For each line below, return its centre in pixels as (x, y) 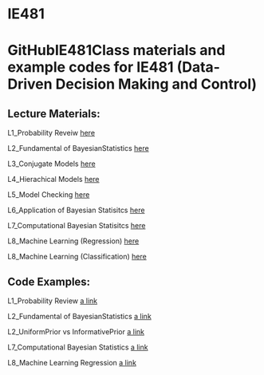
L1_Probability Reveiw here (51, 133)
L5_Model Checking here (49, 195)
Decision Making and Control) (156, 84)
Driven (30, 84)
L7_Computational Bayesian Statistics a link (78, 347)
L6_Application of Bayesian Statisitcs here (76, 210)
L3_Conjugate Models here (52, 164)
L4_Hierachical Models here (54, 180)
